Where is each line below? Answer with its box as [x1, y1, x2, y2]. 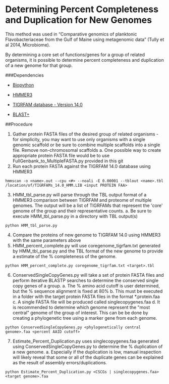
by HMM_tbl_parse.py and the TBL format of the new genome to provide [12, 248, 163, 254]
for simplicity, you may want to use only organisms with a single [12, 136, 145, 142]
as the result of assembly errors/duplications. [12, 359, 107, 365]
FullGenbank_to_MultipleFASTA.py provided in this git [12, 158, 124, 164]
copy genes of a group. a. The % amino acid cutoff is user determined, [12, 282, 160, 289]
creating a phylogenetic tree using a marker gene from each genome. [12, 315, 157, 321]
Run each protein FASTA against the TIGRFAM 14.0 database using [12, 163, 151, 169]
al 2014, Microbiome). [5, 41, 50, 48]
